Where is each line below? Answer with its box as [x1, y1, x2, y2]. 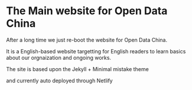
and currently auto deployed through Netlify [6, 77, 113, 84]
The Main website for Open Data [6, 4, 168, 18]
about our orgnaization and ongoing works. [6, 54, 111, 61]
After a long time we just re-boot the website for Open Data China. [6, 36, 168, 43]
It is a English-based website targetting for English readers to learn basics [6, 47, 186, 54]
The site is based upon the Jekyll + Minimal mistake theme [6, 65, 149, 72]
